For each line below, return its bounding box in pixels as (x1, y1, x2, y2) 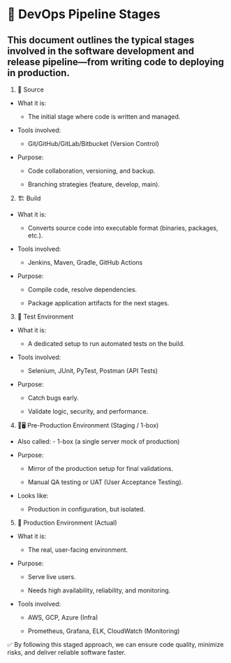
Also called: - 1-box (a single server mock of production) (17, 437, 180, 446)
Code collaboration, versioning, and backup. (27, 167, 156, 175)
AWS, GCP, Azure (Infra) (27, 613, 98, 621)
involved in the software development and (7, 45, 194, 57)
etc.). (27, 231, 43, 240)
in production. (7, 66, 70, 79)
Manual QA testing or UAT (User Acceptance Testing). (27, 478, 184, 486)
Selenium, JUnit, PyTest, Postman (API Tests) (27, 367, 158, 374)
